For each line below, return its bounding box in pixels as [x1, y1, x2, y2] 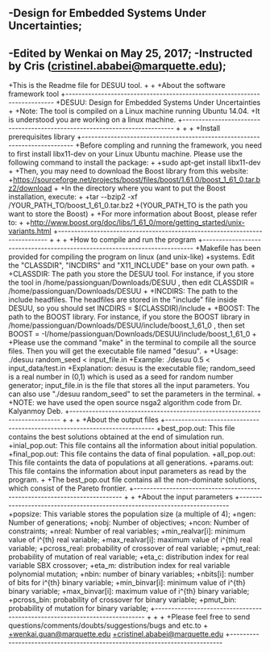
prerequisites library [8, 132, 75, 142]
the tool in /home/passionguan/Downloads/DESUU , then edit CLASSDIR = [8, 278, 255, 287]
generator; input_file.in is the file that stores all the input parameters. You [8, 381, 250, 391]
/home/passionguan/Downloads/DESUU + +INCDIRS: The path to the [8, 286, 239, 296]
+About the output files [81, 415, 159, 424]
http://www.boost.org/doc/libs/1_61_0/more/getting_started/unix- [30, 218, 246, 228]
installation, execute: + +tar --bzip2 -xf [8, 192, 138, 202]
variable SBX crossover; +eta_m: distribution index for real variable [8, 561, 231, 570]
